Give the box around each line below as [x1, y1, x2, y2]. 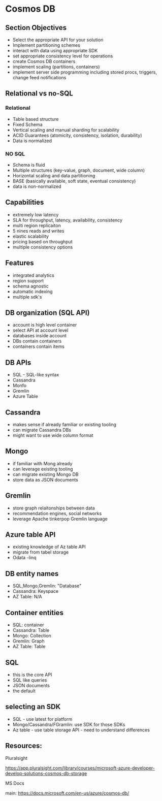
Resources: [5, 742, 42, 750]
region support [12, 277, 44, 283]
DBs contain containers [12, 338, 62, 344]
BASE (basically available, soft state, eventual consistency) [12, 178, 136, 184]
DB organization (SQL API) [5, 308, 90, 317]
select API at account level [12, 327, 69, 333]
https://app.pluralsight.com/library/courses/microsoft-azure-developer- [5, 765, 155, 771]
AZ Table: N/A [12, 594, 42, 600]
